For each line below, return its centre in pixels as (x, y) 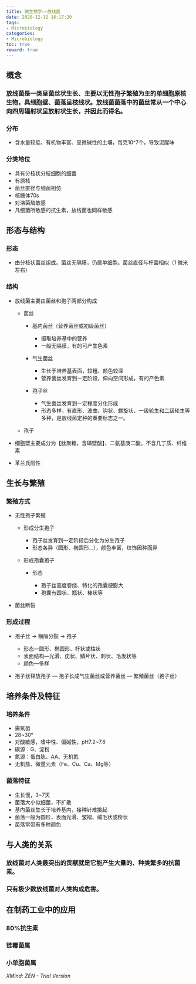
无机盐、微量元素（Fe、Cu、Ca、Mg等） (64, 764)
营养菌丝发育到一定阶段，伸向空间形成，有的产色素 (103, 378)
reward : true (22, 50)
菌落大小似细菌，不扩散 (43, 802)
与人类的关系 (29, 845)
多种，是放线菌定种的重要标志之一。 (85, 418)
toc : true (18, 45)
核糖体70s (27, 195)
